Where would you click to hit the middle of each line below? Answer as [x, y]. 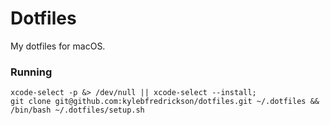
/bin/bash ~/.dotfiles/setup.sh [77, 110]
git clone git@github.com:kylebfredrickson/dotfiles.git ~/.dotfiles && [165, 102]
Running [31, 72]
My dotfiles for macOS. [58, 46]
